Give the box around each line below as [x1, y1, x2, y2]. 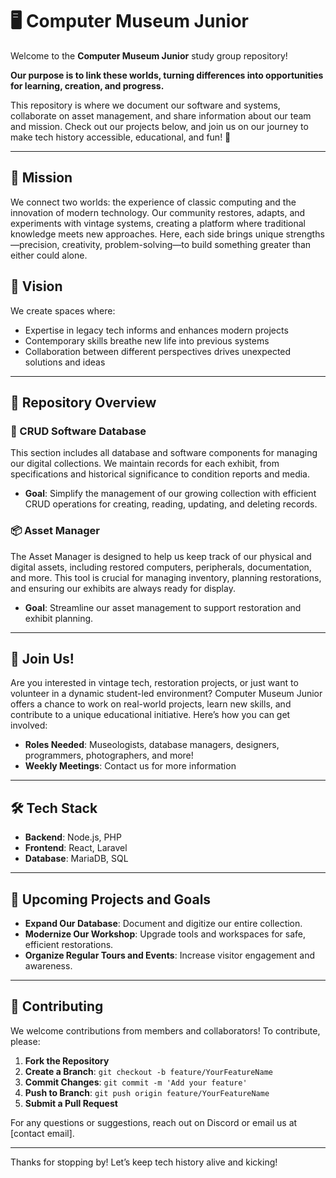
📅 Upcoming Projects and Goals [10, 891, 212, 908]
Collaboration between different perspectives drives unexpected [24, 345, 292, 357]
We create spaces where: [10, 304, 116, 317]
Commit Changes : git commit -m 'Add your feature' [24, 1076, 248, 1088]
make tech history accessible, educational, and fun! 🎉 [10, 131, 232, 143]
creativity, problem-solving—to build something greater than [61, 238, 312, 250]
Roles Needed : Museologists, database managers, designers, [24, 739, 280, 751]
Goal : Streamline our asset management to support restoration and [24, 601, 302, 613]
